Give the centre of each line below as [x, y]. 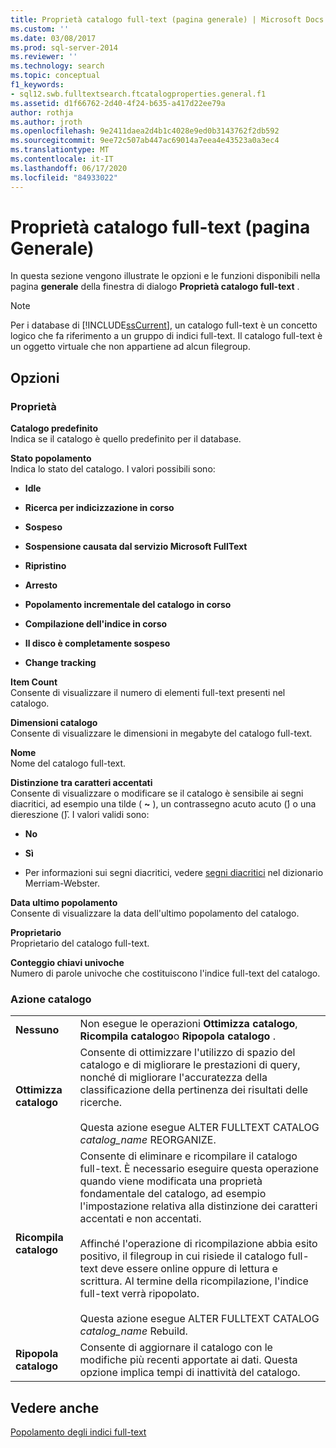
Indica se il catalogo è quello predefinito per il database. [126, 439]
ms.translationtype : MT [60, 150]
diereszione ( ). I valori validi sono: [80, 815]
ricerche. [101, 1103]
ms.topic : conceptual [55, 76]
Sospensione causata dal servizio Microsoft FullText [136, 547]
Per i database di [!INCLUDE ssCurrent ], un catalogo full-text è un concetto [164, 325]
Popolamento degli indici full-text [78, 1432]
